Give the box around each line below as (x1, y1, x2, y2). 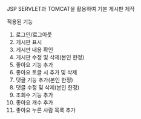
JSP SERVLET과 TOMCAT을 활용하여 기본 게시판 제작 (7, 5, 135, 12)
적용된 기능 (7, 18, 33, 25)
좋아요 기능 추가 (15, 61, 53, 68)
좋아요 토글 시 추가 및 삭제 (15, 69, 77, 76)
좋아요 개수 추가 (15, 99, 53, 106)
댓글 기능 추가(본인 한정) (15, 76, 73, 83)
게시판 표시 (15, 39, 42, 45)
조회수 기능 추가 (15, 91, 53, 98)
